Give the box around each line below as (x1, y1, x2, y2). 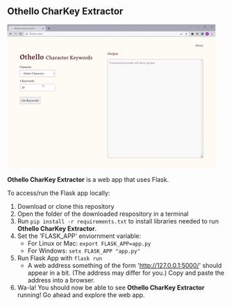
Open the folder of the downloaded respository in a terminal (17, 210, 189, 218)
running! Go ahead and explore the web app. (17, 291, 146, 299)
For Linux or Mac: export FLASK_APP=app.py (27, 239, 151, 247)
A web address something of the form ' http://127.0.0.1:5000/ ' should (27, 261, 222, 269)
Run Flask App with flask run (17, 253, 103, 262)
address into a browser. (27, 275, 95, 284)
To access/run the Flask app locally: (7, 189, 110, 197)
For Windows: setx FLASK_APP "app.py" (27, 246, 141, 255)
